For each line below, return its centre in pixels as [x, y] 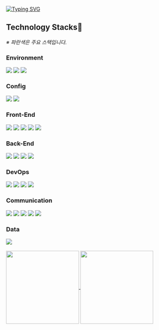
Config [16, 86]
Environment [25, 57]
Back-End [20, 143]
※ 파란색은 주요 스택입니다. [36, 42]
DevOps [18, 172]
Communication [29, 200]
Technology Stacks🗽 [44, 27]
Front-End [21, 115]
